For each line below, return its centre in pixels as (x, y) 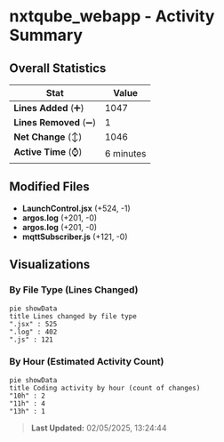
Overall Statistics (58, 68)
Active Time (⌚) (48, 152)
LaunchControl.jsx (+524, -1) (76, 208)
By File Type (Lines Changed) (74, 290)
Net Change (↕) (48, 137)
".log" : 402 (33, 332)
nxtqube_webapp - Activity (112, 16)
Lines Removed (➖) (55, 122)
